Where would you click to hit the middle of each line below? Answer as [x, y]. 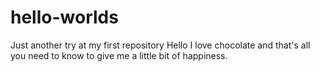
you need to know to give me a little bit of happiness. [119, 55]
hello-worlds [64, 17]
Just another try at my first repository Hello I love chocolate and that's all [160, 45]
